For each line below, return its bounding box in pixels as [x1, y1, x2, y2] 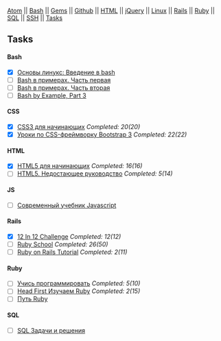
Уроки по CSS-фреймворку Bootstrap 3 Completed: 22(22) [16, 130, 187, 139]
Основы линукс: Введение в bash [16, 68, 115, 76]
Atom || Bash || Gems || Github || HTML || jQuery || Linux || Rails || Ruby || [7, 7, 215, 14]
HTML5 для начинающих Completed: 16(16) [16, 162, 143, 170]
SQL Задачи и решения [16, 326, 86, 334]
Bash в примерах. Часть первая [16, 75, 111, 84]
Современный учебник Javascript [16, 201, 117, 209]
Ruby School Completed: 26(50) [16, 240, 108, 248]
